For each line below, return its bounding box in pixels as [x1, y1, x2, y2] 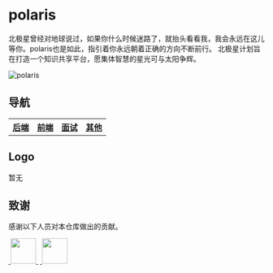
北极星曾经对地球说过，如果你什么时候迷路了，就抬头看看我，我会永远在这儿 [8, 33, 265, 43]
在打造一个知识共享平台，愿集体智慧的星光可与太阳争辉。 [8, 54, 201, 63]
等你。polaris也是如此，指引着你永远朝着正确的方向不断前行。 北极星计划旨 [8, 43, 262, 54]
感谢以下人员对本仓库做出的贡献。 [8, 222, 123, 232]
